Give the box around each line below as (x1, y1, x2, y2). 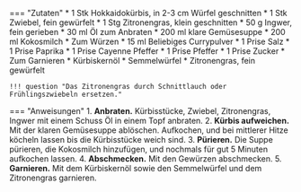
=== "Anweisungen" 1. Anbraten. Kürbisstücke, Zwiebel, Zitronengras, (9, 106, 271, 116)
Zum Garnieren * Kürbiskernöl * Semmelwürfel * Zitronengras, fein (9, 56, 256, 65)
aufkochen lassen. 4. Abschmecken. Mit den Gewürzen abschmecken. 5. (9, 153, 282, 164)
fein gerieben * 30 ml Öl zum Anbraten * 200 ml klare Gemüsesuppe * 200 (9, 27, 286, 37)
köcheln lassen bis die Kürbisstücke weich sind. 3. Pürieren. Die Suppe (9, 135, 274, 144)
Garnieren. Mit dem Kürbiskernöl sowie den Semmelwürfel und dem (9, 163, 262, 173)
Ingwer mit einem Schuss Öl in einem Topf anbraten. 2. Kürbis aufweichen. (9, 116, 290, 126)
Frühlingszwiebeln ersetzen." (9, 90, 123, 99)
